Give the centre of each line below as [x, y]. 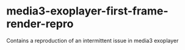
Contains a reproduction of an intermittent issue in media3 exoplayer [92, 40]
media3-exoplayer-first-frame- [88, 11]
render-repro [40, 24]
